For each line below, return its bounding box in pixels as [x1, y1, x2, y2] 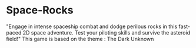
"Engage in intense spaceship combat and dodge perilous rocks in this [6, 23, 178, 30]
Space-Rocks [6, 4, 74, 17]
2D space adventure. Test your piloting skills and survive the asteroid [22, 29, 190, 36]
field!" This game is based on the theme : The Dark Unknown [6, 35, 154, 42]
